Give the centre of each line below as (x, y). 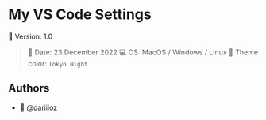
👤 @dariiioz (39, 107)
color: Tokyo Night (58, 63)
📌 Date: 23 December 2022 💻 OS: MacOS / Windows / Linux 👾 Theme (143, 52)
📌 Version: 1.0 (31, 36)
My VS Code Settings (80, 15)
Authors (29, 88)
